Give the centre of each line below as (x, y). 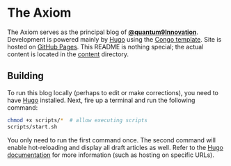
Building (25, 76)
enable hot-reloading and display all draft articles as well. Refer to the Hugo (115, 147)
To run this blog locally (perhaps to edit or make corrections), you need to (113, 92)
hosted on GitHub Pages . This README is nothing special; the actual (105, 47)
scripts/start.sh (32, 126)
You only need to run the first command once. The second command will (112, 140)
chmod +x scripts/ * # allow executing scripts (78, 120)
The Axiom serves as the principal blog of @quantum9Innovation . (103, 32)
